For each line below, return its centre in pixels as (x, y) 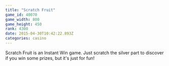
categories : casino (26, 39)
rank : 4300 (17, 29)
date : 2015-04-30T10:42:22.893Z (39, 34)
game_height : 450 (24, 24)
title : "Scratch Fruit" (30, 10)
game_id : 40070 (21, 15)
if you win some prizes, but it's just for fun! (50, 58)
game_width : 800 (22, 19)
